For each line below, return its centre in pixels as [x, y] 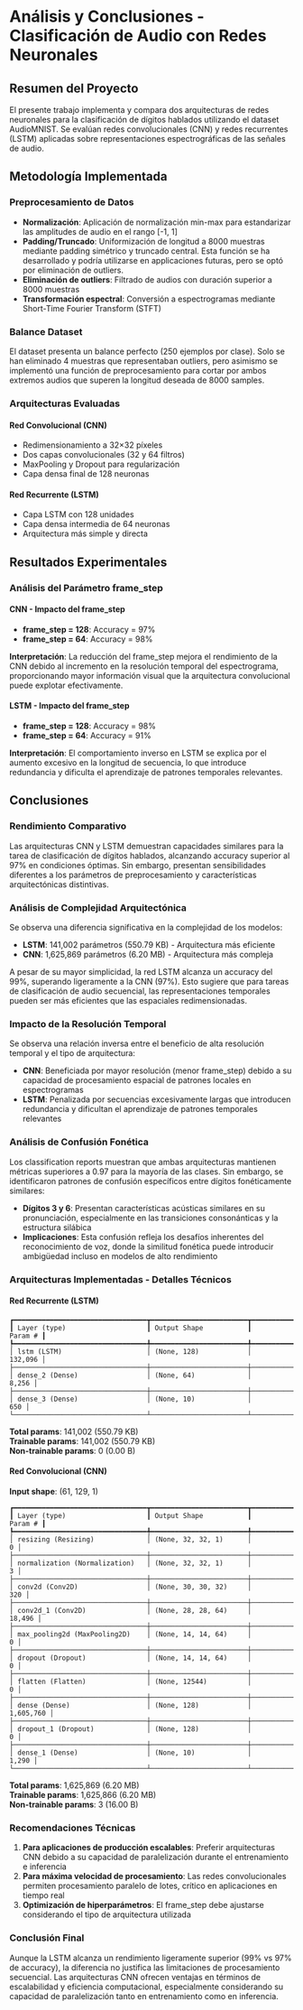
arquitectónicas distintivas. [60, 884]
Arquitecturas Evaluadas [64, 403]
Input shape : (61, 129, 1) [54, 1491]
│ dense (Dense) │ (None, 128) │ [131, 1705]
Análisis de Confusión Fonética [79, 1142]
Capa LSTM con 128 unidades [78, 514]
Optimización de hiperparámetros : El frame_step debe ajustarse [143, 1905]
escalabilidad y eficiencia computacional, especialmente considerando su [147, 1987]
